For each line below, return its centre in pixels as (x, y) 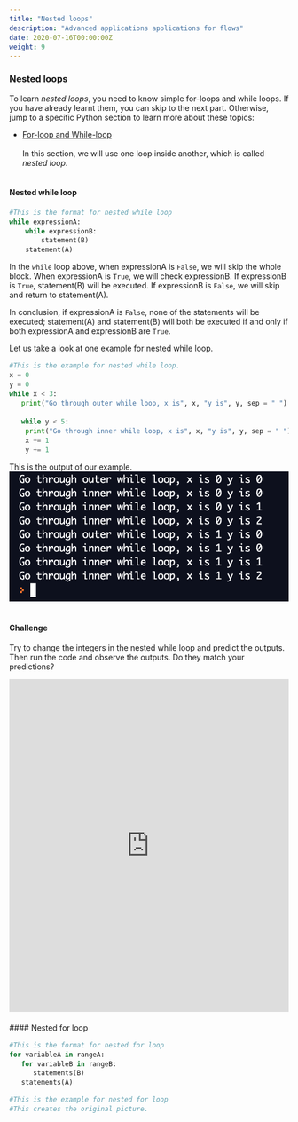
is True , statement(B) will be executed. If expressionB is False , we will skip (145, 286)
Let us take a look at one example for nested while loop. (111, 348)
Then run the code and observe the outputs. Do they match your (127, 657)
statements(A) (47, 1083)
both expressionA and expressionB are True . (90, 331)
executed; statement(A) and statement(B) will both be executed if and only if (149, 322)
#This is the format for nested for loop (87, 1045)
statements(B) (59, 1073)
